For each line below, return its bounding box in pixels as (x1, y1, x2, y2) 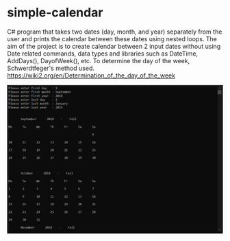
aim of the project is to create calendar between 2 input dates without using (7, 42, 221, 50)
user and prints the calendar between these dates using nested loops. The (7, 34, 218, 43)
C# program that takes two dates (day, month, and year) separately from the (7, 27, 222, 36)
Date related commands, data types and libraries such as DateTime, (7, 49, 199, 58)
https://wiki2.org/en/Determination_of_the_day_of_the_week (7, 71, 176, 80)
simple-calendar (7, 5, 103, 21)
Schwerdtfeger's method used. (7, 64, 94, 72)
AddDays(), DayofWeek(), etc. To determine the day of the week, (7, 56, 190, 65)
